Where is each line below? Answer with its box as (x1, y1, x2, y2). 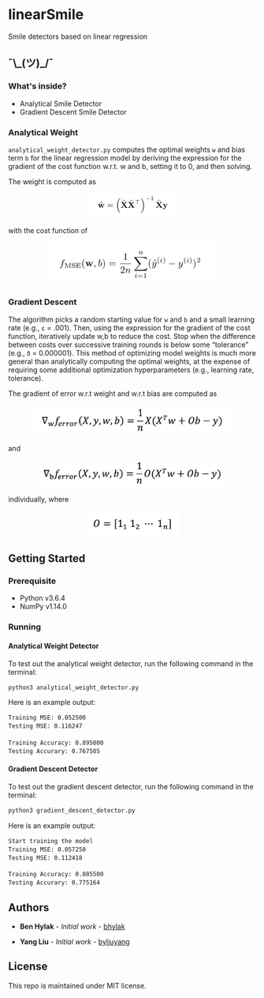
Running (8, 622, 42, 633)
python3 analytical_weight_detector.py (8, 684, 139, 691)
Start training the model (8, 837, 93, 845)
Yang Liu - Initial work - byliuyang (19, 936, 130, 946)
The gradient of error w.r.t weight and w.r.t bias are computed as (8, 389, 218, 398)
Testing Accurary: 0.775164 (8, 879, 101, 887)
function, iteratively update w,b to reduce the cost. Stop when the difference (8, 331, 256, 341)
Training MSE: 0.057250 (8, 845, 87, 853)
